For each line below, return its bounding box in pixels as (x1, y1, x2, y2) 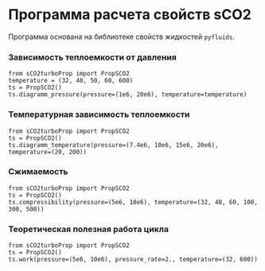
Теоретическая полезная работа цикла (8, 223, 170, 234)
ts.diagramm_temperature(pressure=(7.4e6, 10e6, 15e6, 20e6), (8, 141, 219, 149)
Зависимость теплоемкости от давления (8, 52, 177, 63)
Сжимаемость (8, 166, 69, 177)
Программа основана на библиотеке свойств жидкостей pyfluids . (8, 32, 235, 41)
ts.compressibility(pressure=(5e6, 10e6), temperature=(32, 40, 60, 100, (8, 198, 259, 206)
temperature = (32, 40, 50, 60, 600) (8, 77, 134, 85)
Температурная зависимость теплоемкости (8, 109, 190, 120)
